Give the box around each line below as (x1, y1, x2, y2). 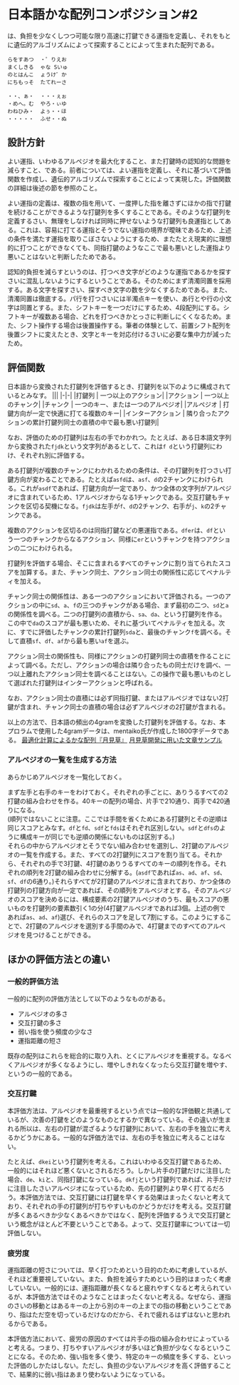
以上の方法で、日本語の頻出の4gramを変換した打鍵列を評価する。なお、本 (7, 717, 226, 726)
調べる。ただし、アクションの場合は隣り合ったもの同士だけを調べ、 (25, 660, 225, 669)
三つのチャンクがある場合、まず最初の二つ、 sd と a (82, 600, 229, 609)
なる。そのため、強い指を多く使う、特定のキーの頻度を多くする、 (19, 1352, 213, 1361)
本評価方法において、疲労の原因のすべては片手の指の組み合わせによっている (7, 1334, 230, 1343)
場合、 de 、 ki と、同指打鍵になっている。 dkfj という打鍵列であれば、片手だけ (7, 1175, 232, 1184)
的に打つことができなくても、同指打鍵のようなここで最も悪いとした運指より (7, 243, 231, 252)
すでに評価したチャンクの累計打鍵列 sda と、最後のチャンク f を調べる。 (19, 628, 225, 636)
